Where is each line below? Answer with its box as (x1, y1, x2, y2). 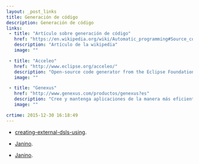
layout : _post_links (6, 8, 57, 15)
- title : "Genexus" (8, 85, 57, 91)
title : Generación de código (6, 14, 78, 20)
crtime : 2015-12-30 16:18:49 (6, 112, 78, 118)
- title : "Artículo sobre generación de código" (8, 31, 131, 37)
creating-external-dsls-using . (14, 128, 87, 136)
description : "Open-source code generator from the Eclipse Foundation (14, 69, 195, 75)
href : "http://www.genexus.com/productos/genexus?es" (14, 91, 150, 97)
